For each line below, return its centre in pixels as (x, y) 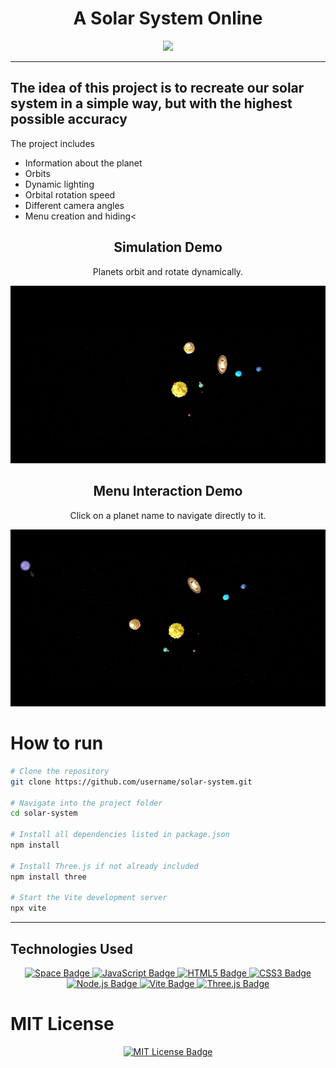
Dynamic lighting (59, 184)
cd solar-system (44, 813)
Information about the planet (83, 163)
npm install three (48, 877)
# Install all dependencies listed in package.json (120, 835)
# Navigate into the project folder (86, 803)
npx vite (28, 908)
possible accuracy (69, 119)
